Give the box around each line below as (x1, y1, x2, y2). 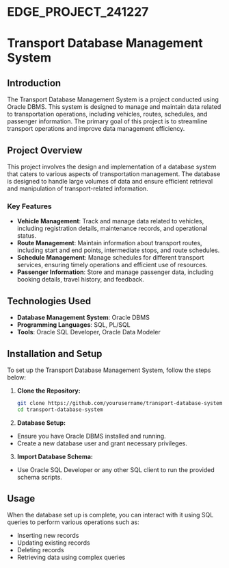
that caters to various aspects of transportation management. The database (7, 170, 221, 178)
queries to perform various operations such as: (7, 518, 140, 526)
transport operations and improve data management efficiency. (7, 125, 185, 133)
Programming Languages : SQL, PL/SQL (16, 321, 131, 329)
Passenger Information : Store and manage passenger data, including (16, 268, 214, 276)
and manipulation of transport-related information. (7, 184, 148, 193)
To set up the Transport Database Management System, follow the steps (7, 366, 211, 374)
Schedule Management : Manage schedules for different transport (16, 254, 204, 262)
